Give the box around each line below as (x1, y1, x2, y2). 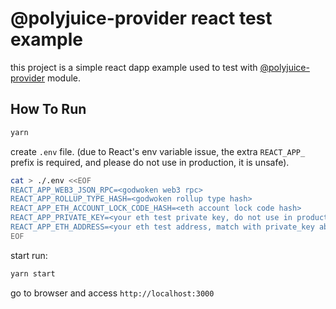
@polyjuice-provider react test (10, 7, 273, 30)
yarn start (10, 268, 56, 279)
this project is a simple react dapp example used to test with (10, 61, 258, 73)
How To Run (10, 101, 87, 118)
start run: (10, 249, 48, 261)
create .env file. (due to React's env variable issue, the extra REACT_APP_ (10, 145, 306, 157)
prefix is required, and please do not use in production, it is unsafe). (10, 156, 290, 168)
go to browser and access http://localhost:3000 (10, 287, 215, 299)
